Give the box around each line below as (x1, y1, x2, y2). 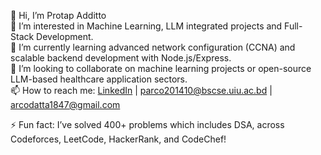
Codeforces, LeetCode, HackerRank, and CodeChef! (10, 133, 227, 145)
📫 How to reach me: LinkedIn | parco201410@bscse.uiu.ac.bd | (10, 85, 273, 96)
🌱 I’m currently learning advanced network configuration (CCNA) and (10, 41, 296, 53)
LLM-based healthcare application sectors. (10, 73, 188, 85)
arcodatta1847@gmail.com (10, 99, 121, 110)
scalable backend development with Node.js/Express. (10, 52, 232, 64)
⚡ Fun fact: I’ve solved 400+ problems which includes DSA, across (10, 119, 285, 130)
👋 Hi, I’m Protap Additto (10, 10, 107, 21)
